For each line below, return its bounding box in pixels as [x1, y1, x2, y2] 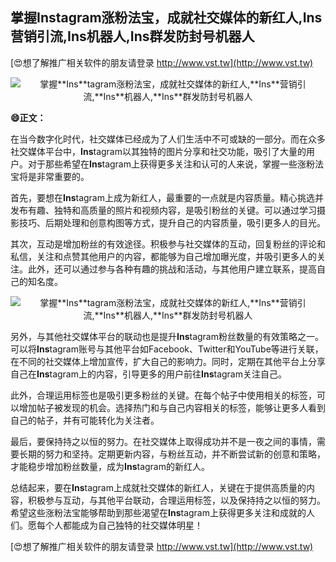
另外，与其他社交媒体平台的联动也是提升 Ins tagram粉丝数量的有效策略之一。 [10, 330, 324, 342]
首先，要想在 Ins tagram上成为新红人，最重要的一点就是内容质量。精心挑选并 [10, 191, 324, 203]
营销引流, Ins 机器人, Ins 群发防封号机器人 [10, 28, 255, 45]
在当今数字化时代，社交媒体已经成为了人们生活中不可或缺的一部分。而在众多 [10, 133, 326, 145]
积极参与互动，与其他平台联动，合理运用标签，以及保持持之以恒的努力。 [27, 494, 326, 506]
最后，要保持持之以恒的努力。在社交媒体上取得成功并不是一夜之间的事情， [10, 435, 317, 447]
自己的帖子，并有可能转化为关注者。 [10, 414, 160, 426]
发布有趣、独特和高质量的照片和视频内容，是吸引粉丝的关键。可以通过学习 [10, 204, 317, 216]
